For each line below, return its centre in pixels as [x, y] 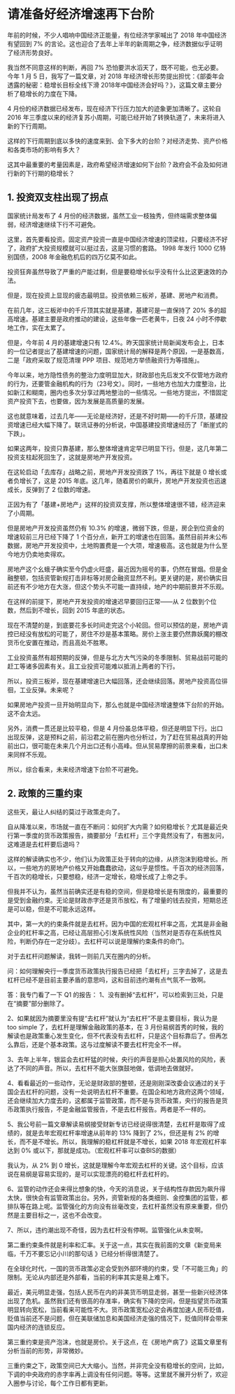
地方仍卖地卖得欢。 [41, 554]
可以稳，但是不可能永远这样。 [56, 909]
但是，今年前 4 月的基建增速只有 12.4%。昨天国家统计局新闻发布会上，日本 [116, 342]
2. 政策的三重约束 [45, 794]
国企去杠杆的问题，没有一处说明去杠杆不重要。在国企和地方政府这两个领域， [117, 1092]
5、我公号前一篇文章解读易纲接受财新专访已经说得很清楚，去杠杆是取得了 [113, 1124]
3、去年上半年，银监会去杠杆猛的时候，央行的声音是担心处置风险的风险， [113, 1059]
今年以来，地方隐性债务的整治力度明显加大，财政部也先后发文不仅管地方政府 [117, 374]
